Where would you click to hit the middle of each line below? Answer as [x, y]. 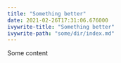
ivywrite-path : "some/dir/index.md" [61, 33]
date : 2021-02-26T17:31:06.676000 [58, 20]
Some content [27, 53]
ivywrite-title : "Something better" [61, 27]
